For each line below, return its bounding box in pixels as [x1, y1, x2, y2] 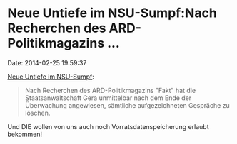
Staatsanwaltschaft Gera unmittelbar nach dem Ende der [24, 94, 192, 102]
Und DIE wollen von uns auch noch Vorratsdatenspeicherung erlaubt [7, 122, 209, 131]
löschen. [24, 109, 51, 117]
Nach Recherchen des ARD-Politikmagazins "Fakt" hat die [24, 86, 196, 94]
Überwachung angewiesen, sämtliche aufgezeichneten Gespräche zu [24, 101, 230, 109]
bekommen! [7, 130, 43, 138]
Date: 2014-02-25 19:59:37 [7, 58, 87, 67]
